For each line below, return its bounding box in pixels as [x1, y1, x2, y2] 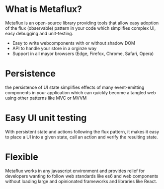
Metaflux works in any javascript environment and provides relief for [5, 168, 145, 174]
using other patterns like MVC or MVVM [5, 95, 87, 101]
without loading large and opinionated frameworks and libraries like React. [5, 178, 158, 184]
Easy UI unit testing [5, 113, 87, 124]
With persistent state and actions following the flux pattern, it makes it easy [5, 128, 160, 134]
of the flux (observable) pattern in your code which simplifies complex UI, [5, 25, 156, 31]
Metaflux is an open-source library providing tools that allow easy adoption [5, 20, 159, 26]
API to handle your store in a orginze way [12, 45, 97, 51]
